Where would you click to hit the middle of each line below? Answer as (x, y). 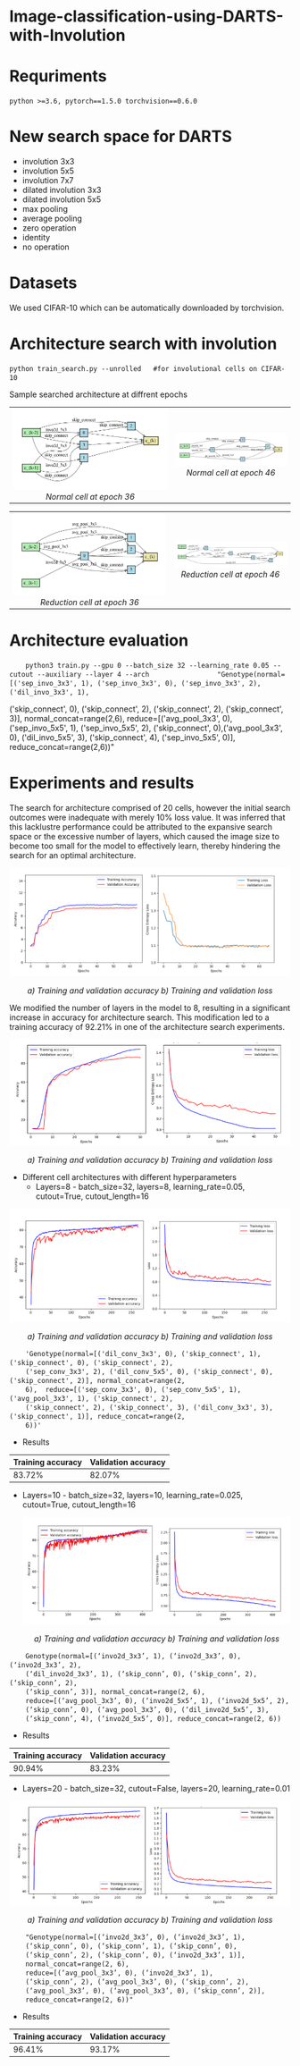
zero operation (49, 228)
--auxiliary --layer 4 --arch (93, 675)
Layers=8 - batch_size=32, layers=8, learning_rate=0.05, (140, 1187)
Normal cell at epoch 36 (91, 496)
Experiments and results (102, 783)
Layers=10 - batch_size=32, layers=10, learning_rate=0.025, (133, 1495)
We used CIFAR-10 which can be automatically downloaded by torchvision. (147, 308)
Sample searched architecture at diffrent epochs (98, 394)
